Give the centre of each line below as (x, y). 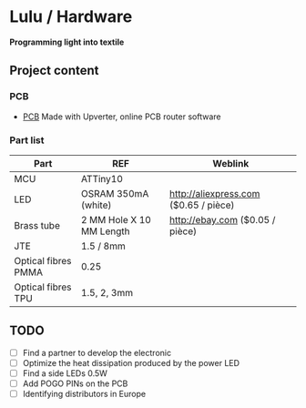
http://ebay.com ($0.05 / (223, 219)
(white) (96, 205)
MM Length (105, 231)
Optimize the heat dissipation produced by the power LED (131, 362)
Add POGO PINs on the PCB (75, 383)
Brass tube (37, 225)
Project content (54, 71)
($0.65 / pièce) (202, 205)
